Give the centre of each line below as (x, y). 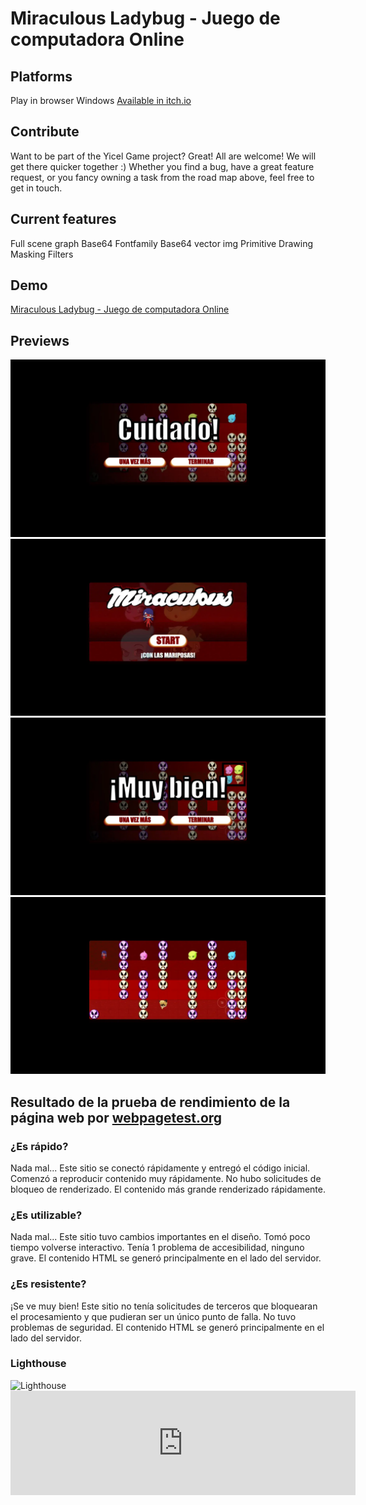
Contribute (45, 132)
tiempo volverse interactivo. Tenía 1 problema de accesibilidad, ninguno (157, 1248)
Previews (40, 340)
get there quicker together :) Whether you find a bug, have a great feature (162, 166)
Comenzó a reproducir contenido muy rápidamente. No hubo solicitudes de (166, 1178)
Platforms (41, 76)
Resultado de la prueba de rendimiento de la (150, 1102)
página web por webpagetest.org (116, 1117)
